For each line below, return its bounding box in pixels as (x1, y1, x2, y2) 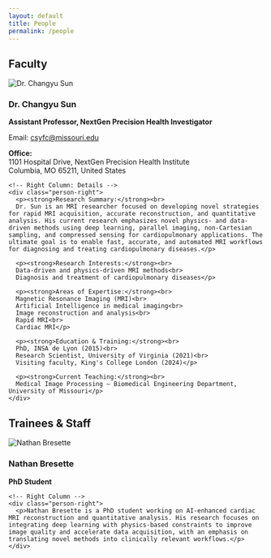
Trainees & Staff (8, 416, 92, 430)
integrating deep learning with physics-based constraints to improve (8, 521, 252, 529)
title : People (8, 19, 57, 28)
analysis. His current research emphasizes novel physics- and (8, 217, 227, 225)
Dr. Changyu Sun (8, 99, 77, 110)
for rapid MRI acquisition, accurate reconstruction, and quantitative (8, 210, 256, 218)
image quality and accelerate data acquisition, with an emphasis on (8, 528, 249, 536)
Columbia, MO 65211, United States (8, 165, 127, 175)
